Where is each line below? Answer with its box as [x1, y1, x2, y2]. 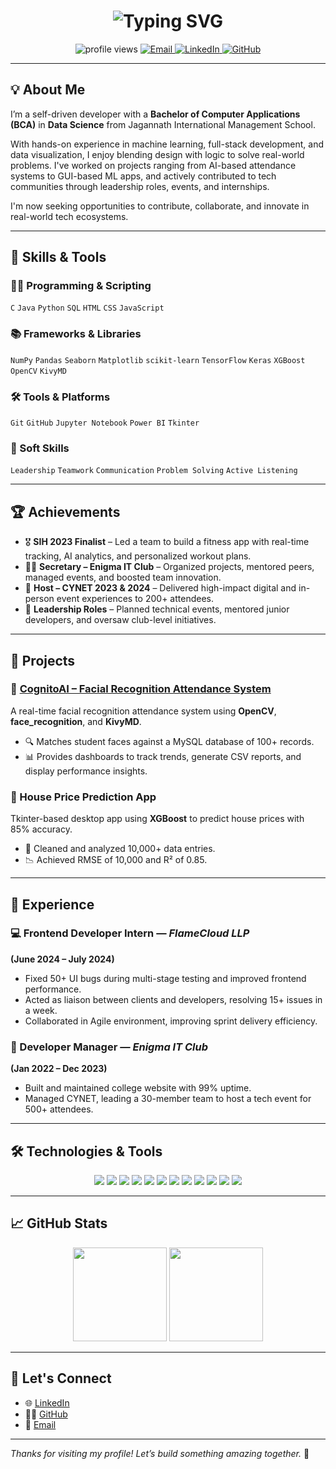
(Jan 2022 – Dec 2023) [10, 1063, 108, 1075]
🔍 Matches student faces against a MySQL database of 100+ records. [24, 735, 315, 747]
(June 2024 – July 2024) [10, 953, 115, 965]
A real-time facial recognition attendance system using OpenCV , [10, 705, 277, 717]
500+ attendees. [24, 1103, 94, 1115]
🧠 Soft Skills [10, 441, 70, 455]
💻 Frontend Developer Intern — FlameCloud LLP [10, 926, 250, 940]
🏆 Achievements [10, 503, 121, 520]
